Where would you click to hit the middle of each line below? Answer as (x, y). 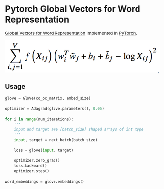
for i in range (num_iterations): (39, 119)
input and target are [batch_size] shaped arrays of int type (79, 129)
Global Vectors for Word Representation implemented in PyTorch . (71, 33)
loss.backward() (31, 166)
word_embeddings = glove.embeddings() (45, 181)
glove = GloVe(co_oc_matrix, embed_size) (48, 98)
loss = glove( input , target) (44, 150)
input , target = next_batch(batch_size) (56, 140)
